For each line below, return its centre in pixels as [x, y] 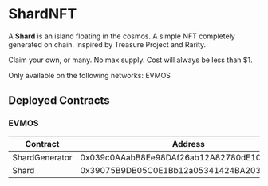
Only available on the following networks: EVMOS [90, 75]
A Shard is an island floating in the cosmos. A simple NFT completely [122, 36]
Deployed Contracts [59, 101]
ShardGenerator [43, 157]
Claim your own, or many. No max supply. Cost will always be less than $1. [130, 60]
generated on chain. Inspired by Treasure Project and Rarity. [107, 44]
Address [188, 144]
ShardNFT [43, 14]
